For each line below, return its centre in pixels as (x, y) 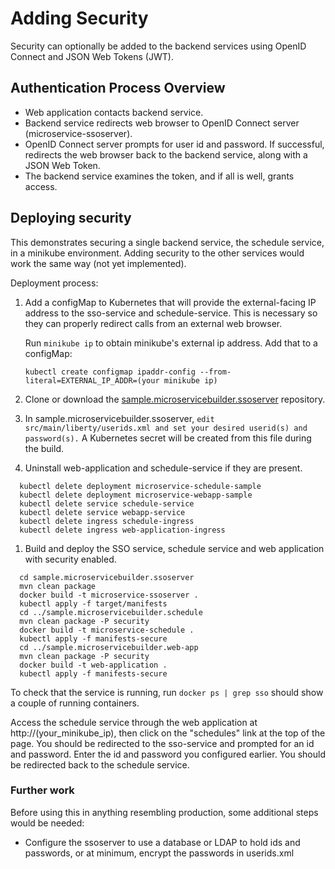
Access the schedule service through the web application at (134, 722)
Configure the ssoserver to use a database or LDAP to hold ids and (162, 842)
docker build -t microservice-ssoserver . (109, 595)
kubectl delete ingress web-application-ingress (122, 530)
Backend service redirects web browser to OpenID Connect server (162, 123)
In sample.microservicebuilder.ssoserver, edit (119, 418)
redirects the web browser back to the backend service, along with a (166, 154)
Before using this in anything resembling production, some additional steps (164, 812)
